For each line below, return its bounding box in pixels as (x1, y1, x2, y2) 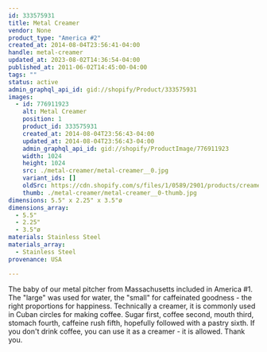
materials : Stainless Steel (8, 234, 102, 242)
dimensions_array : (8, 203, 69, 211)
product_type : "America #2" (8, 33, 102, 42)
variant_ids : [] (22, 174, 77, 183)
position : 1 (22, 115, 62, 123)
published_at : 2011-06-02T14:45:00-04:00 (8, 64, 148, 72)
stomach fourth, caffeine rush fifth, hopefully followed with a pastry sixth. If (8, 318, 256, 327)
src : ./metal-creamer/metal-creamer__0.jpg (22, 167, 169, 175)
